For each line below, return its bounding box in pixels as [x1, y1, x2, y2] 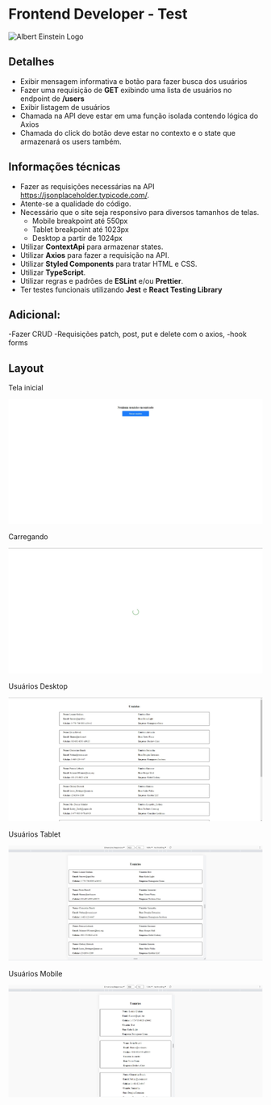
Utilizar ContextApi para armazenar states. [19, 242, 164, 251]
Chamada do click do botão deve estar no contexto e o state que [19, 128, 236, 137]
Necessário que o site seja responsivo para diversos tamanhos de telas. [19, 207, 260, 217]
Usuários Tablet [8, 829, 61, 839]
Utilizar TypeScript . [19, 268, 86, 277]
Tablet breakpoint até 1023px [31, 224, 129, 234]
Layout [8, 361, 44, 375]
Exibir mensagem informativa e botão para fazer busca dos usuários [19, 76, 248, 86]
